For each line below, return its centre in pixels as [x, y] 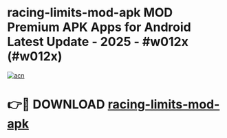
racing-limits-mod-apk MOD [90, 13]
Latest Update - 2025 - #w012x [98, 42]
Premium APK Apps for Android [99, 27]
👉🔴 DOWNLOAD [56, 105]
